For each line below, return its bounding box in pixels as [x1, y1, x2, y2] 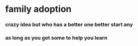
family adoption [5, 3, 72, 15]
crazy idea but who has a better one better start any [5, 21, 133, 28]
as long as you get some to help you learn [5, 35, 108, 42]
